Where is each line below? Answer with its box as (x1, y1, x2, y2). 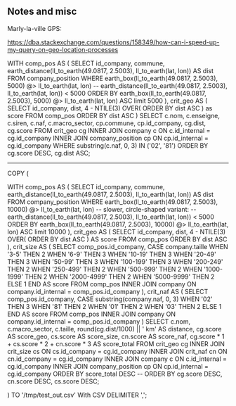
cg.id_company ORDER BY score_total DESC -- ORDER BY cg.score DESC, (7, 369, 223, 378)
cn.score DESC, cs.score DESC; (7, 376, 100, 386)
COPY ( (7, 169, 29, 177)
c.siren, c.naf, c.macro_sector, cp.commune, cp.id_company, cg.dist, (7, 119, 206, 127)
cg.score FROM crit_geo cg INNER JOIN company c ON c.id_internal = (7, 126, 211, 134)
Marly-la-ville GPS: (7, 24, 62, 32)
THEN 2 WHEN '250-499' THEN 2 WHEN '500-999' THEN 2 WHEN (7, 265, 202, 273)
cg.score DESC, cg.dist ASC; (7, 148, 91, 157)
